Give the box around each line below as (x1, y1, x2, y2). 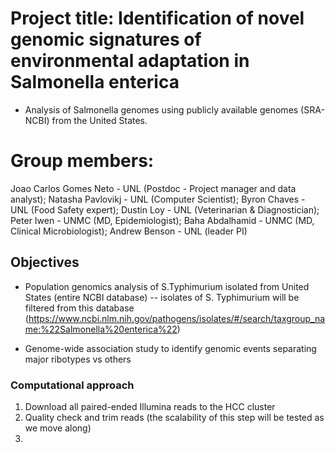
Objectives (10, 254, 80, 271)
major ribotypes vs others (24, 353, 132, 365)
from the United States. (51, 114, 148, 126)
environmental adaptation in (10, 50, 250, 72)
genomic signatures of (10, 28, 202, 51)
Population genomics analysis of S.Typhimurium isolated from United (24, 280, 310, 292)
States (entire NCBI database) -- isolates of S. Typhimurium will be (24, 291, 300, 303)
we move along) (24, 422, 92, 434)
